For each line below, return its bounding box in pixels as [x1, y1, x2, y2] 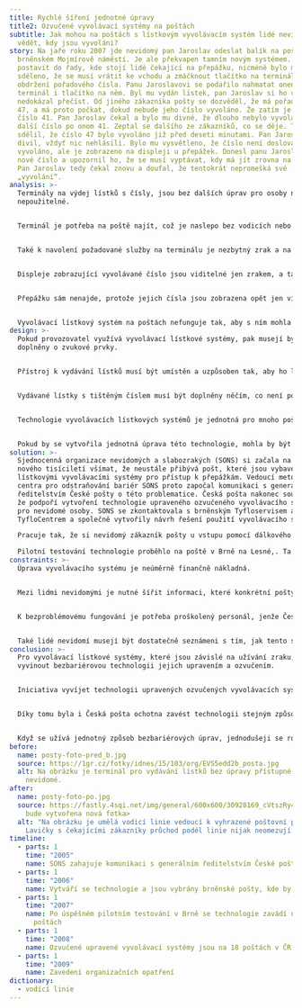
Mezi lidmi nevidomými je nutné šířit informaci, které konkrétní [17, 588, 271, 597]
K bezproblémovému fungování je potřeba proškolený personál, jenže [17, 612, 280, 621]
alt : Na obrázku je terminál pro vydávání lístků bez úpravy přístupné [17, 767, 292, 777]
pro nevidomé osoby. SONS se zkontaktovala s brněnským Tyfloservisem [17, 506, 288, 516]
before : [9, 742, 39, 751]
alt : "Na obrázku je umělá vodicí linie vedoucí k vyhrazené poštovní [17, 817, 288, 826]
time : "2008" [25, 934, 75, 943]
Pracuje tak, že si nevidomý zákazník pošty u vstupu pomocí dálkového [17, 531, 292, 540]
